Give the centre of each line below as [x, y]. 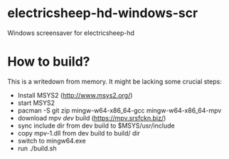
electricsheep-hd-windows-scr [103, 13]
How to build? [49, 62]
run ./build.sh [37, 148]
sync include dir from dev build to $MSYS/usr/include [96, 125]
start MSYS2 [36, 103]
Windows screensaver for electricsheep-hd [71, 33]
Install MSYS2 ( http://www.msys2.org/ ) [75, 95]
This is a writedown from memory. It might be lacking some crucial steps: [114, 81]
